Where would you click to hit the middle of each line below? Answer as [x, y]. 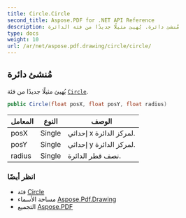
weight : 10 [23, 40]
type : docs [23, 33]
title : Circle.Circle [39, 14]
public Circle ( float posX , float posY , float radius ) [87, 104]
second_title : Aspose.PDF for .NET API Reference [81, 20]
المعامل [22, 121]
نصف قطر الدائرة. [94, 156]
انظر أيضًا [21, 177]
